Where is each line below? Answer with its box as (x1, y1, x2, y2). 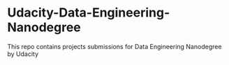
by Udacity (7, 50, 39, 58)
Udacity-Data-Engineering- (7, 5, 170, 21)
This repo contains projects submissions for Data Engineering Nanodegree (7, 42, 222, 50)
